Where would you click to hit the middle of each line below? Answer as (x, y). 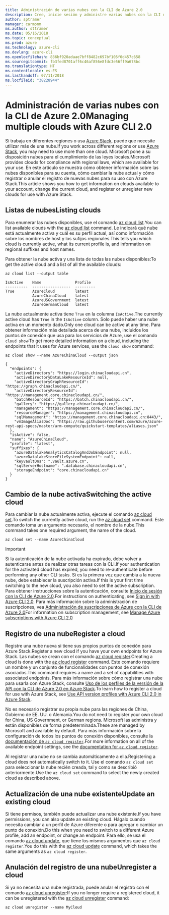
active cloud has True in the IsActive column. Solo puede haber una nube (81, 319)
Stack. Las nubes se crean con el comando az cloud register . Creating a (79, 657)
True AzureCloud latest (47, 291)
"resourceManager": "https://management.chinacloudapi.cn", (78, 413)
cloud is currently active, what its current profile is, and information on (78, 244)
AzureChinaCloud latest (60, 296)
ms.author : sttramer (27, 29)
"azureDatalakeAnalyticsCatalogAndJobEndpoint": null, (73, 452)
